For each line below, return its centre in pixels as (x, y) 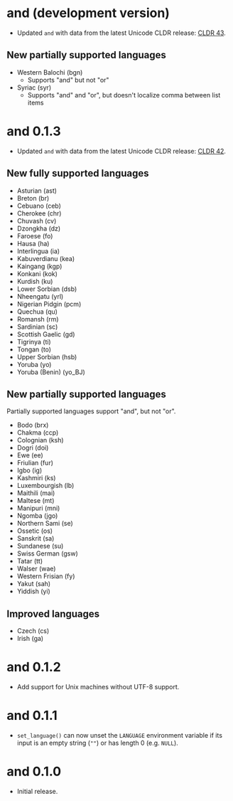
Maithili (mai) (36, 493)
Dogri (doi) (33, 448)
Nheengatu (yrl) (40, 296)
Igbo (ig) (29, 470)
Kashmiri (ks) (36, 478)
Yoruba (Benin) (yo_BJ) (51, 372)
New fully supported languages (78, 173)
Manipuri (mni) (38, 508)
